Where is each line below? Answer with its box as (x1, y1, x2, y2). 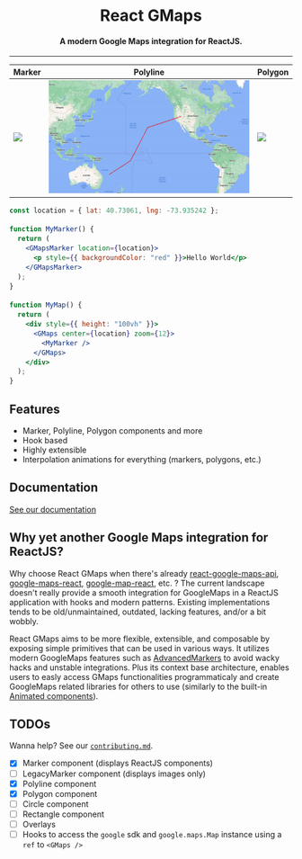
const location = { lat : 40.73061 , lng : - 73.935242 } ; (9, 206, 219, 215)
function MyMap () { (9, 300, 83, 310)
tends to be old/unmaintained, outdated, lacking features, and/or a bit (9, 606, 267, 617)
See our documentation (9, 504, 97, 515)
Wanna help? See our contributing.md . (9, 740, 154, 751)
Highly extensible (22, 444, 87, 455)
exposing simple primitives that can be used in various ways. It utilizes (9, 642, 270, 653)
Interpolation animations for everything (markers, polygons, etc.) (22, 454, 262, 465)
